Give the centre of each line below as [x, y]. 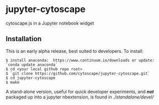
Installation [24, 39]
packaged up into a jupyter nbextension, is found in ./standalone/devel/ [80, 97]
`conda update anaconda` [32, 65]
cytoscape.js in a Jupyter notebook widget [50, 23]
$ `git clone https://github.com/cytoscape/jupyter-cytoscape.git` [78, 73]
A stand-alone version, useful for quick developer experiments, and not [80, 91]
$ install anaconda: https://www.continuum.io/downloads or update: [80, 60]
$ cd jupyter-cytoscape [31, 78]
